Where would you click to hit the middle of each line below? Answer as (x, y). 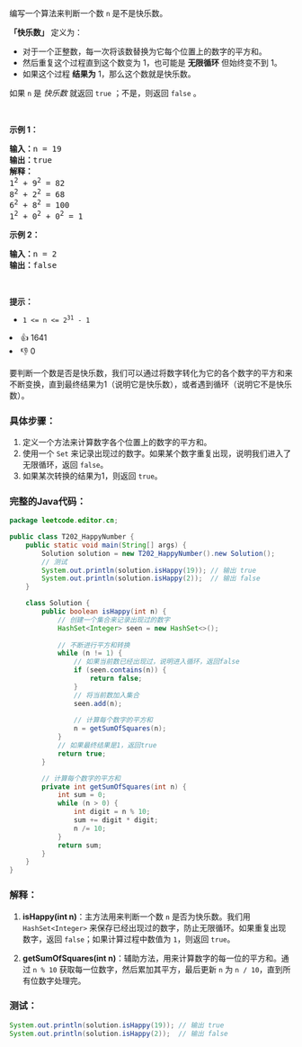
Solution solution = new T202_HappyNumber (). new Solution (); (159, 553)
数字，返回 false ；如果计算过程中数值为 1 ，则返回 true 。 (129, 939)
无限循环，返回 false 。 (65, 464)
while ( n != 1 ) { (90, 653)
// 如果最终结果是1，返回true (107, 746)
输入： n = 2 (33, 254)
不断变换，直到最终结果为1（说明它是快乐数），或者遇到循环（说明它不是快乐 (151, 384)
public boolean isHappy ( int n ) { (104, 612)
